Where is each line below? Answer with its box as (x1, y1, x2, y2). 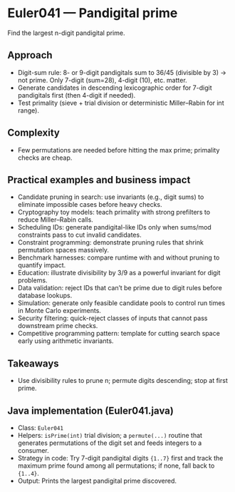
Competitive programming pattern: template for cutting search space (17, 329, 221, 338)
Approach (7, 49, 53, 61)
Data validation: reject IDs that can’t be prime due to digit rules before (17, 284, 222, 292)
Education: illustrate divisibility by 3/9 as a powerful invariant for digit (17, 269, 221, 277)
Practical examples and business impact (7, 173, 191, 186)
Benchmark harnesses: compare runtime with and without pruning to (17, 253, 220, 262)
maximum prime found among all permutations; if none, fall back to (17, 461, 215, 470)
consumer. (17, 446, 49, 454)
